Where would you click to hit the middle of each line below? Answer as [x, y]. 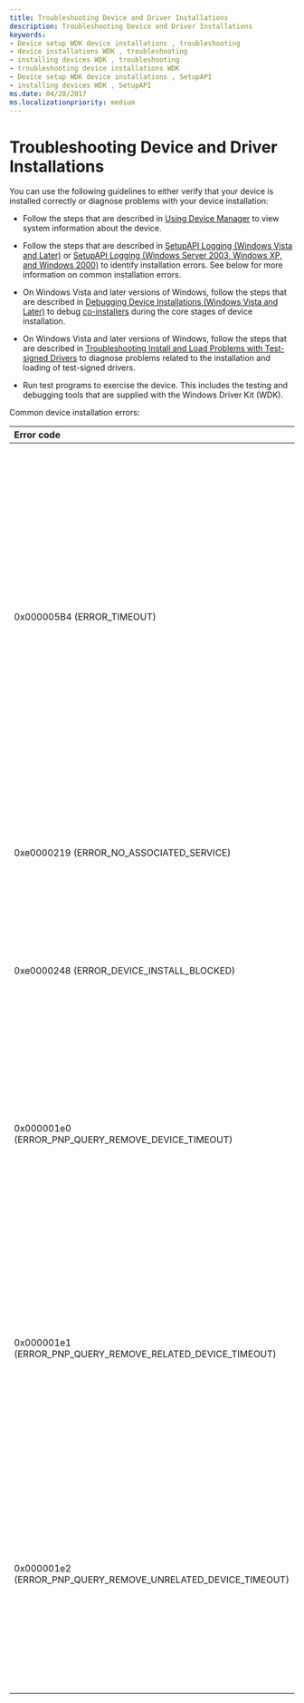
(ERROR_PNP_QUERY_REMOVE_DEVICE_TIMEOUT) [123, 1140]
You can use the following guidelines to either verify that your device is [142, 191]
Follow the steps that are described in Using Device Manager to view [151, 219]
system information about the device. [92, 229]
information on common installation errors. [102, 275]
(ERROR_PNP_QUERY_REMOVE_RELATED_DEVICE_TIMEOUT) [145, 1355]
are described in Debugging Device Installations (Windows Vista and [150, 302]
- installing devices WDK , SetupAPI [81, 85]
